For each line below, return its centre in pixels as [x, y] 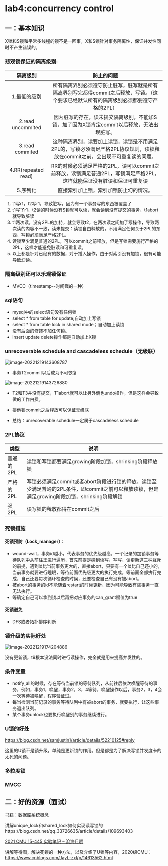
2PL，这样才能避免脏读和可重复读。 [49, 247]
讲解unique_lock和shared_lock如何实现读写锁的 [54, 826]
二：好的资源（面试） [38, 802]
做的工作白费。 [28, 399]
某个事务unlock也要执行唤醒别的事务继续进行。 [61, 715]
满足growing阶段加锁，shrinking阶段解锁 [75, 497]
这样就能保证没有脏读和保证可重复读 [105, 181]
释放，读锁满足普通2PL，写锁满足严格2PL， [108, 174]
